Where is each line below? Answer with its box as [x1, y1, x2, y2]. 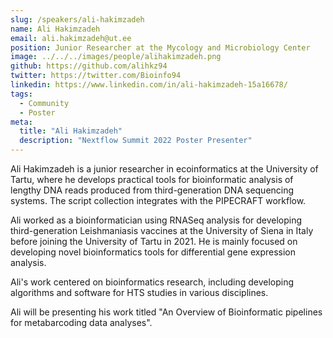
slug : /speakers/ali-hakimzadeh [10, 14, 145, 25]
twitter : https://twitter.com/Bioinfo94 [10, 71, 182, 81]
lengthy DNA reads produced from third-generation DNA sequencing [10, 184, 295, 196]
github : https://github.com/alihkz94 [10, 61, 168, 71]
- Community [19, 98, 70, 108]
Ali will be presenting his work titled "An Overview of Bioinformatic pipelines [10, 306, 323, 318]
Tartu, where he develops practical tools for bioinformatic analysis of [10, 174, 294, 185]
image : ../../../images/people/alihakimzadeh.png [10, 52, 222, 62]
